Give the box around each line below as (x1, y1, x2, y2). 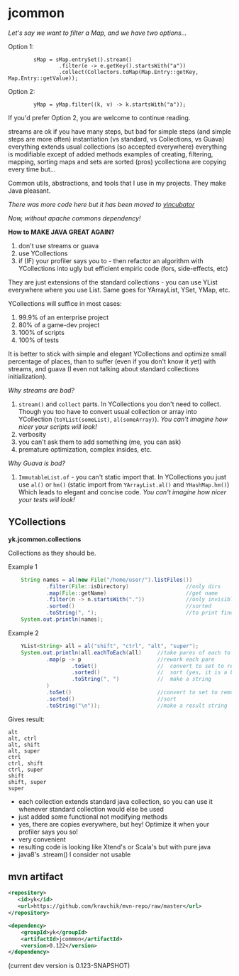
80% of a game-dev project (18, 320, 100, 329)
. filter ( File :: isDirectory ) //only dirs (45, 583, 221, 590)
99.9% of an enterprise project (18, 313, 109, 322)
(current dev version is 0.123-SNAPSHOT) (8, 962, 130, 970)
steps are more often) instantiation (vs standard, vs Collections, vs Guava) (8, 134, 225, 143)
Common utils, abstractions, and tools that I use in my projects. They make (8, 179, 226, 187)
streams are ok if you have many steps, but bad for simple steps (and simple (8, 127, 231, 136)
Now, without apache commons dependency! (8, 213, 141, 222)
